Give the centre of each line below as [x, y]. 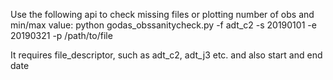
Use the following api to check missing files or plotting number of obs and [162, 14]
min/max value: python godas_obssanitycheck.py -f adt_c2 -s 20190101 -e [163, 25]
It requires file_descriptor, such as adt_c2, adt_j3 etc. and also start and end [166, 55]
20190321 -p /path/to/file [61, 35]
